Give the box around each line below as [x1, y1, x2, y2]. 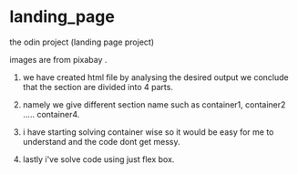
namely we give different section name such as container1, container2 [22, 98, 286, 110]
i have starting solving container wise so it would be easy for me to [22, 126, 274, 138]
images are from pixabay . [9, 54, 108, 65]
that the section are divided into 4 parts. [22, 81, 173, 92]
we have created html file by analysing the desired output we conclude [22, 71, 289, 83]
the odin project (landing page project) [9, 36, 155, 47]
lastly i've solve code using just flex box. [22, 153, 175, 165]
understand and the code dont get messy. [22, 136, 180, 147]
